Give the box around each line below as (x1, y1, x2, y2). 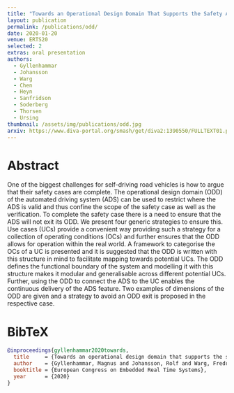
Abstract (7, 157, 59, 173)
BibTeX (7, 324, 49, 340)
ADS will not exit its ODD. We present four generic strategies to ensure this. (7, 217, 223, 226)
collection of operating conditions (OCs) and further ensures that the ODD (7, 232, 220, 241)
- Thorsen (13, 108, 42, 115)
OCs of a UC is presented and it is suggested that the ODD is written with (7, 248, 217, 256)
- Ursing (13, 114, 39, 121)
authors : (7, 56, 33, 63)
